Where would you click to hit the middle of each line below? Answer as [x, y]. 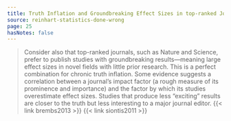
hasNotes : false [30, 33]
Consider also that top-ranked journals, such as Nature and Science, [121, 52]
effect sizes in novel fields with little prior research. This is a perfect [120, 67]
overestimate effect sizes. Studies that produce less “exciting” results [122, 96]
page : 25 [20, 26]
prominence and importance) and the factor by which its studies [115, 89]
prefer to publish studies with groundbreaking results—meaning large [122, 60]
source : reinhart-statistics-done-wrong [66, 20]
